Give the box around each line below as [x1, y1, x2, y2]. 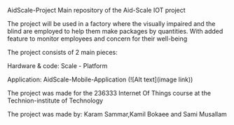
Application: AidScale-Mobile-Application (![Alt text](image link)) [7, 75, 193, 84]
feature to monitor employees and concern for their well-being [7, 34, 188, 43]
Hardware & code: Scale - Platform [7, 62, 108, 70]
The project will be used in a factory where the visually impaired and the [7, 20, 216, 27]
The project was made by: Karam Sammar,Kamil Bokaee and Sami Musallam [7, 110, 228, 118]
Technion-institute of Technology [7, 96, 104, 105]
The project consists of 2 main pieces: [7, 48, 118, 56]
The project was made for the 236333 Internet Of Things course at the [7, 89, 212, 97]
